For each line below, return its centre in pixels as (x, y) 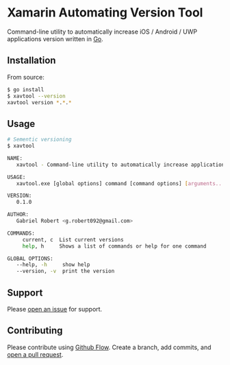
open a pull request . (35, 354)
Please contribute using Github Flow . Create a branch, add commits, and (109, 347)
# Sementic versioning (39, 140)
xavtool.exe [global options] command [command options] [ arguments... (120, 183)
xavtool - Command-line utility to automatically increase (102, 165)
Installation (31, 61)
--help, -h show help (53, 265)
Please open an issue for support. (55, 309)
